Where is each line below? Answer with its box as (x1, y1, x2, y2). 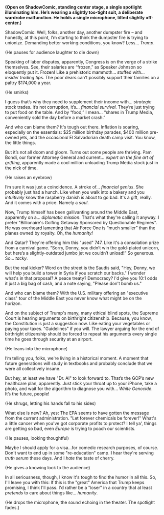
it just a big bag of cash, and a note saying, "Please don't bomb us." (5, 280, 142, 286)
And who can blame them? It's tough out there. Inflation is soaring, (5, 124, 140, 130)
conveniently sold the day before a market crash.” (5, 115, 106, 120)
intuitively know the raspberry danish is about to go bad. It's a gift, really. (5, 194, 152, 200)
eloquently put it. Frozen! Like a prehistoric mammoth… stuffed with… (5, 69, 145, 75)
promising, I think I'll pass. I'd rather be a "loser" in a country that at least (5, 485, 153, 490)
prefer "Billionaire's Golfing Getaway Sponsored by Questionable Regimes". (5, 220, 158, 225)
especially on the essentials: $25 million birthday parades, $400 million (5, 129, 149, 135)
